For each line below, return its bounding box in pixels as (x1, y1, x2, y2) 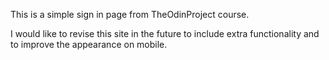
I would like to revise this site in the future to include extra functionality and (10, 28, 320, 39)
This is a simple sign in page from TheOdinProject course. (10, 9, 250, 20)
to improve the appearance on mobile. (10, 39, 168, 50)
